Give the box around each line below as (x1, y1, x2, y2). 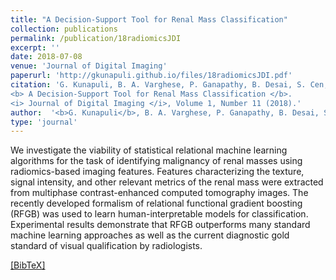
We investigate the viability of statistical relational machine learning (10, 144, 288, 156)
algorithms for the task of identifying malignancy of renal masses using (10, 155, 303, 167)
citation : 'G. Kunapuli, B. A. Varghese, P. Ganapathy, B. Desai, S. (10, 80, 307, 90)
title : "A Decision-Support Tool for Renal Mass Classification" (10, 14, 288, 25)
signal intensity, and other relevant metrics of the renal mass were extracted (10, 176, 324, 188)
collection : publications (10, 24, 118, 34)
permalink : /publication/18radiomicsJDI (10, 33, 182, 43)
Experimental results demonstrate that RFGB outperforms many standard (10, 219, 311, 231)
